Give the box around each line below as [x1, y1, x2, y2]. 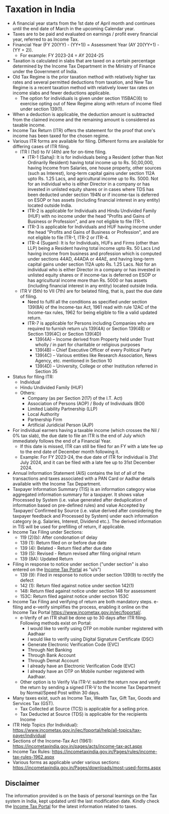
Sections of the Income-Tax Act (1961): [12, 737, 93, 744]
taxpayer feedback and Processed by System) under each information [12, 513, 158, 519]
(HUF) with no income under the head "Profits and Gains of [27, 213, 150, 219]
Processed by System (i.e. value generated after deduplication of [12, 496, 147, 503]
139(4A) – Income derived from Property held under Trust [35, 336, 154, 342]
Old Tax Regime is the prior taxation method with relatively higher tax [12, 74, 156, 80]
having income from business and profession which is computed [27, 251, 162, 257]
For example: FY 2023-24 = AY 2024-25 [20, 52, 104, 58]
